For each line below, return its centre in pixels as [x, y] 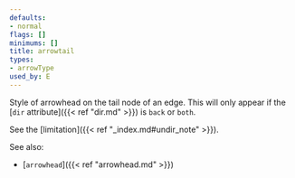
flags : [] [28, 34]
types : [22, 60]
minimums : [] [34, 43]
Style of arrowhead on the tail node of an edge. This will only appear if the [148, 102]
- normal [26, 26]
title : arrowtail [42, 52]
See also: [27, 146]
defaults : [28, 18]
